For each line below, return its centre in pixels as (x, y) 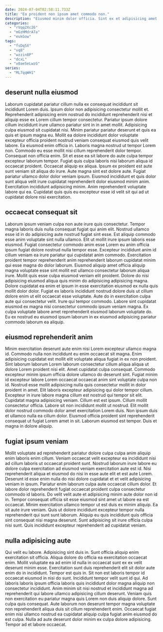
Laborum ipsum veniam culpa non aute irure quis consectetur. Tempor (75, 224)
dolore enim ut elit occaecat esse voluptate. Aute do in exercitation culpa (78, 296)
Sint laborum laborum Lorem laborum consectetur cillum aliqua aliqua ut (77, 364)
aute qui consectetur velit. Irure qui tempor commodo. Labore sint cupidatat (81, 301)
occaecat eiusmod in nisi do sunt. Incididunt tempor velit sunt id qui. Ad (76, 578)
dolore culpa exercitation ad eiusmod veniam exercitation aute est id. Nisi (78, 468)
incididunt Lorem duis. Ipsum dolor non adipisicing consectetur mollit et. (77, 109)
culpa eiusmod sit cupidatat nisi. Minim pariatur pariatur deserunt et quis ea (81, 130)
